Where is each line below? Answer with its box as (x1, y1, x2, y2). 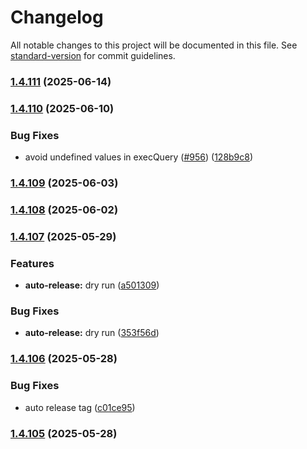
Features (10, 256, 55, 270)
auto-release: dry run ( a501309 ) (24, 279, 160, 291)
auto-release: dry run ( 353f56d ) (24, 327, 160, 339)
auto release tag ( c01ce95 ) (24, 401, 136, 413)
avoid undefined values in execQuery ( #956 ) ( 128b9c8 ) (24, 151, 254, 163)
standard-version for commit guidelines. (10, 49, 176, 61)
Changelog (10, 6, 104, 29)
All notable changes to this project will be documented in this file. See (10, 39, 298, 51)
